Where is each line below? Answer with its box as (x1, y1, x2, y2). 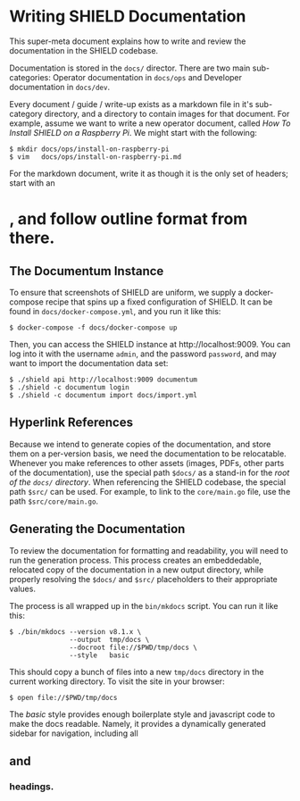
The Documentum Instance (9, 263, 164, 279)
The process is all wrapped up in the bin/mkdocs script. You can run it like (9, 600, 279, 611)
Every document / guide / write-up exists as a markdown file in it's (9, 98, 254, 109)
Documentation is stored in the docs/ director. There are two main (9, 63, 251, 73)
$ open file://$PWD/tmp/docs (9, 693, 118, 702)
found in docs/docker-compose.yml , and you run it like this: (9, 305, 221, 316)
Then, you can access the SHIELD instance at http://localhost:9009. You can (9, 338, 291, 349)
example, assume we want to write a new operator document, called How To (9, 118, 291, 129)
